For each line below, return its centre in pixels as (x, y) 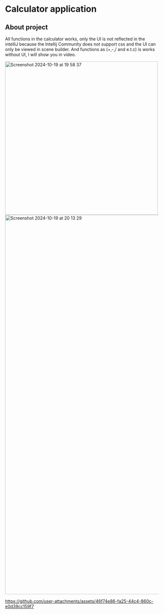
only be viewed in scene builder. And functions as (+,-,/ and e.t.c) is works (80, 49)
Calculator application (51, 9)
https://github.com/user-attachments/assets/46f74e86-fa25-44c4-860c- (79, 601)
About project (26, 27)
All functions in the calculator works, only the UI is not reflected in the (75, 39)
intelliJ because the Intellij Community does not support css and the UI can (81, 44)
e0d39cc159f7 (20, 606)
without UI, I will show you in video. (41, 54)
